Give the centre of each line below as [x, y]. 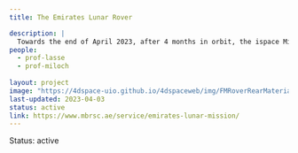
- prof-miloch [43, 66]
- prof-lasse [41, 58]
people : [24, 50]
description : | [37, 33]
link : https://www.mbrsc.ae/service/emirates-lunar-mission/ [125, 116]
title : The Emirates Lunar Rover [71, 17]
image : [21, 91]
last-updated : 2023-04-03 [57, 99]
